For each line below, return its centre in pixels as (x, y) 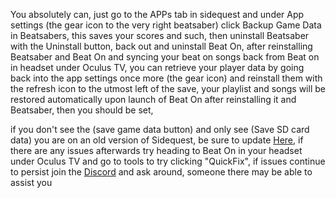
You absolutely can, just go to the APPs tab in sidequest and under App (157, 14)
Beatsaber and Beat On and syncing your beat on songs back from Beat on (165, 57)
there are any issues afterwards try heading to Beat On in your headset (156, 150)
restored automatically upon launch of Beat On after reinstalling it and (153, 99)
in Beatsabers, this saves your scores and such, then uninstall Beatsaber (160, 35)
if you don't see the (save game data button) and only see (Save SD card (160, 129)
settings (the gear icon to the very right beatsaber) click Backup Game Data (166, 25)
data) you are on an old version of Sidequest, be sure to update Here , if (157, 140)
